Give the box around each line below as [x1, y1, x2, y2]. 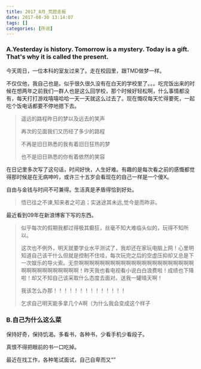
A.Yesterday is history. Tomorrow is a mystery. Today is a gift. [6, 45, 190, 54]
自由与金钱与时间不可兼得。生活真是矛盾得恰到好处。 [6, 186, 138, 193]
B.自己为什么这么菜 [6, 316, 62, 324]
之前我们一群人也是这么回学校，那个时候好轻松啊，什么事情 [32, 87, 179, 94]
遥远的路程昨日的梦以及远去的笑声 [20, 115, 105, 122]
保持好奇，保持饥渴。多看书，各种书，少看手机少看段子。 [6, 330, 148, 338]
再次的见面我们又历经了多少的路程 [20, 127, 105, 135]
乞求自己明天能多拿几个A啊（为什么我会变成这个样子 [20, 300, 151, 307]
